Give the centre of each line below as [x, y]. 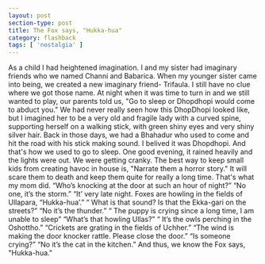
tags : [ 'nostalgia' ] [46, 45]
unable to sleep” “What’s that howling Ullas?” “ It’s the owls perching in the [130, 220]
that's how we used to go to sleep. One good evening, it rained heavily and [131, 152]
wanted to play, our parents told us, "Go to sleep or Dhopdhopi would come [132, 101]
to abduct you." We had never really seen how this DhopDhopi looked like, [129, 110]
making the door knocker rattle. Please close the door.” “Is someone [120, 236]
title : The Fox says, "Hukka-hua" [65, 30]
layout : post [30, 15]
